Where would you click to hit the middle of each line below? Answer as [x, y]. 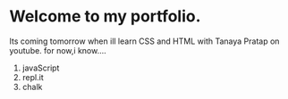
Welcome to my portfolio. [105, 16]
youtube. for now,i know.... [58, 50]
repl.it [33, 77]
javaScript [41, 68]
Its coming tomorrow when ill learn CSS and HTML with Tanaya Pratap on [144, 41]
